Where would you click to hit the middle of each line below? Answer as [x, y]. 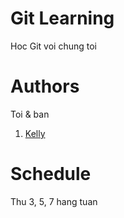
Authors [45, 86]
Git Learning [62, 18]
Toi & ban [30, 114]
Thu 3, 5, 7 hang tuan [54, 201]
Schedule [51, 174]
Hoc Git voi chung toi [53, 46]
